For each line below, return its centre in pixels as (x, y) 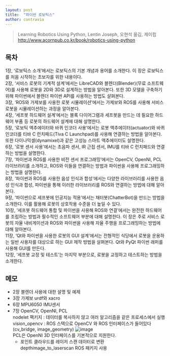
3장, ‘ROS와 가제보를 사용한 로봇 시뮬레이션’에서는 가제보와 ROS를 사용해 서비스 (84, 103)
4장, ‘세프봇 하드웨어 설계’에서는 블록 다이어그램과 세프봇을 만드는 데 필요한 (79, 115)
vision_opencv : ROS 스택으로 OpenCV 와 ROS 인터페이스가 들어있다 (82, 323)
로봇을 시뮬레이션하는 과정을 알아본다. (43, 109)
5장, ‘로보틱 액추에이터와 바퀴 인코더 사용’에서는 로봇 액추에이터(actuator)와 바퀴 (85, 128)
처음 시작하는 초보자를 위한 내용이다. (46, 77)
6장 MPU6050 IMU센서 (36, 304)
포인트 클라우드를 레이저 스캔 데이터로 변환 (62, 342)
